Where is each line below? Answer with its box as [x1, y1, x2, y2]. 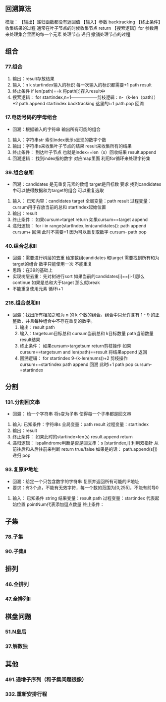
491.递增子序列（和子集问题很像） [5, 676, 87, 683]
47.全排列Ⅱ [5, 595, 31, 602]
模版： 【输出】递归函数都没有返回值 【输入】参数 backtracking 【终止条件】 [5, 19, 161, 25]
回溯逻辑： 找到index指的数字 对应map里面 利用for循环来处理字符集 [12, 155, 151, 161]
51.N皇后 [5, 629, 26, 635]
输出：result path [19, 324, 55, 330]
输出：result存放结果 [12, 75, 55, 81]
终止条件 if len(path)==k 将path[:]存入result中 [12, 88, 106, 94]
